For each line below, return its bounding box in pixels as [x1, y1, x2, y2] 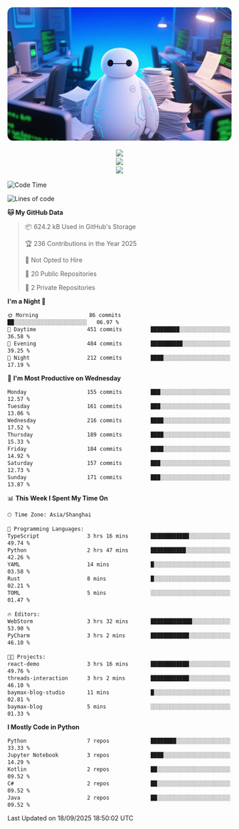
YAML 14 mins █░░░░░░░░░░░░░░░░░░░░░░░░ [7, 561, 231, 568]
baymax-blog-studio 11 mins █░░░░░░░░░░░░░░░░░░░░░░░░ [7, 689, 231, 696]
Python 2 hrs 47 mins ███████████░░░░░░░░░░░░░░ [7, 547, 231, 554]
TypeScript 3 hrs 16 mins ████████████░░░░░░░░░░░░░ [7, 533, 231, 540]
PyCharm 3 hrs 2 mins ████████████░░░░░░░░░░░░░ [7, 632, 231, 639]
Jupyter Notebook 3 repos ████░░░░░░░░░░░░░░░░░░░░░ [7, 752, 231, 759]
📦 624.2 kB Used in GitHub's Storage [24, 223, 137, 230]
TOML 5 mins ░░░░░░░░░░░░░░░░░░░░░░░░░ [7, 589, 231, 597]
